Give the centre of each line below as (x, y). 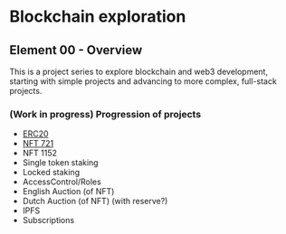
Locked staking (51, 173)
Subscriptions (48, 220)
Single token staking (60, 163)
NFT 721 (38, 144)
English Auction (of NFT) (68, 192)
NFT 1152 (39, 153)
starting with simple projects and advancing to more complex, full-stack (143, 81)
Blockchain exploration (98, 17)
